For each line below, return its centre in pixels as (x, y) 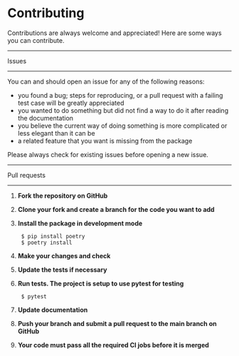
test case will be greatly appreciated (71, 103)
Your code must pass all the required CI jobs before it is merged (113, 345)
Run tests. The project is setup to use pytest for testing (101, 283)
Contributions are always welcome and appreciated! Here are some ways (115, 33)
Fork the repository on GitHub (63, 195)
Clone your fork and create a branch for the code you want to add (116, 209)
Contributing (46, 13)
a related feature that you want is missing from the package (105, 141)
